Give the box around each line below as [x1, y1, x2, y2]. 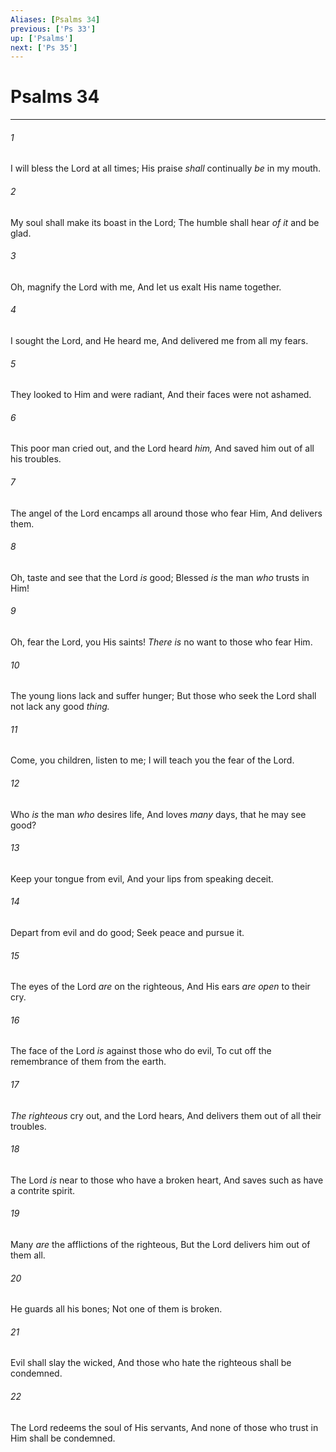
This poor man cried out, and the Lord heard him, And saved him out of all [10, 442, 315, 455]
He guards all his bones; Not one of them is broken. [10, 1303, 223, 1315]
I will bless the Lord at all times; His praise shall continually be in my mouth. [10, 162, 322, 175]
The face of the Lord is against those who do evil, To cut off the [10, 1045, 272, 1057]
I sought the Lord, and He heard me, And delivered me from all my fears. [10, 335, 309, 346]
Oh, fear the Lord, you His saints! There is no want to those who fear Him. [10, 636, 313, 648]
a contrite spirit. [10, 1184, 76, 1196]
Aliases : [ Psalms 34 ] [10, 14, 101, 25]
